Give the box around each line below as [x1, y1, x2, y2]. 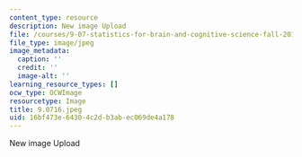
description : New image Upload [9, 22, 127, 31]
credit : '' [17, 64, 58, 73]
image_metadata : [9, 47, 70, 56]
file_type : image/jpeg [9, 38, 94, 48]
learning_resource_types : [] [9, 80, 119, 89]
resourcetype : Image [9, 96, 87, 106]
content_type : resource [9, 13, 99, 22]
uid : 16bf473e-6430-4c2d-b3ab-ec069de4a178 [9, 113, 175, 122]
